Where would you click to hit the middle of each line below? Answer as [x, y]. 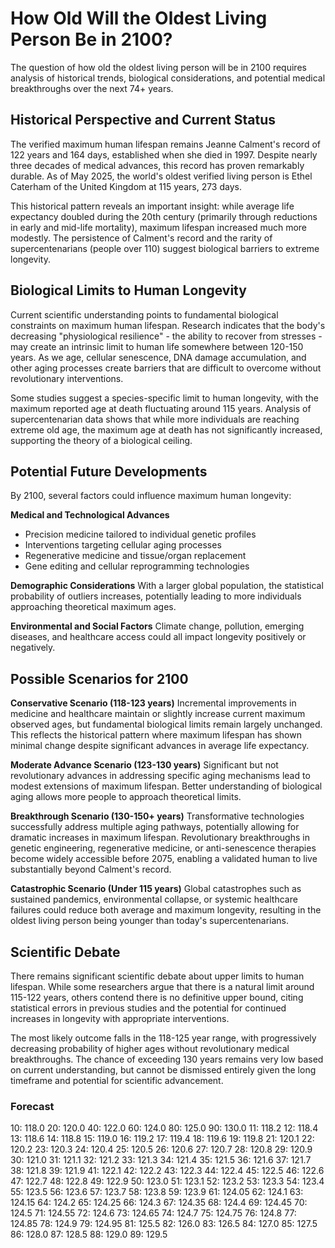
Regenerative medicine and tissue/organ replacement [135, 556]
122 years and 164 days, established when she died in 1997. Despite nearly [164, 154]
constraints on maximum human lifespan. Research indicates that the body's [168, 325]
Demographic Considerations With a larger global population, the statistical [167, 586]
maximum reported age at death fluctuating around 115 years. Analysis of [161, 408]
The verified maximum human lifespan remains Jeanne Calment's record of [165, 144]
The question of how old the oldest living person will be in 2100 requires [158, 67]
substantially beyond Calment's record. [91, 869]
